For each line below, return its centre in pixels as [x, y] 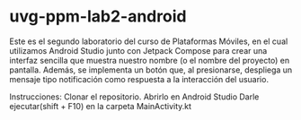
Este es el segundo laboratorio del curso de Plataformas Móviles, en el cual [149, 41]
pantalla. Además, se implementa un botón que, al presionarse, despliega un [151, 70]
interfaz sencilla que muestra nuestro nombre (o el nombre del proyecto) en [150, 60]
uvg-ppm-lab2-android [98, 17]
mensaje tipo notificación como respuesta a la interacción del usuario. [139, 79]
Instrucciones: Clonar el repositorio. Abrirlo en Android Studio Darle [134, 97]
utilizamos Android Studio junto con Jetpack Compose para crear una [138, 50]
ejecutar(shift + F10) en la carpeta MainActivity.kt [100, 106]
